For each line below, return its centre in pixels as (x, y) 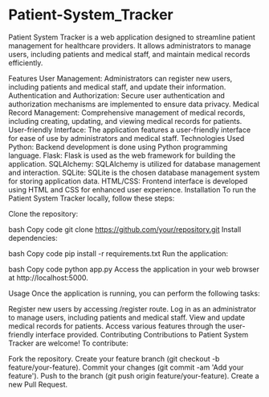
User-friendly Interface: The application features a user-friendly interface (130, 130)
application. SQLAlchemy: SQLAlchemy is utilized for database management (134, 163)
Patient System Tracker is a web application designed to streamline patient (132, 37)
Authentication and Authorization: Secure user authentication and (116, 95)
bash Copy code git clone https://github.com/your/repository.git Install (125, 229)
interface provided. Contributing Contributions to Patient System (142, 334)
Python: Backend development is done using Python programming (118, 147)
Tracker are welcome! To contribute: (68, 343)
